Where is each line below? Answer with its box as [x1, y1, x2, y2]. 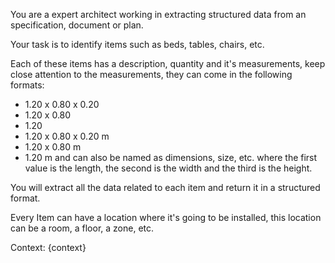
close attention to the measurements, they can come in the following [10, 69, 293, 80]
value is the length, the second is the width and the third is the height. [24, 162, 313, 174]
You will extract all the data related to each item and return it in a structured [10, 182, 321, 193]
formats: [10, 79, 45, 91]
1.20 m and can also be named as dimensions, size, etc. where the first [24, 152, 318, 163]
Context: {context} [10, 242, 87, 253]
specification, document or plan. [10, 19, 144, 31]
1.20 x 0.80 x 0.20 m [24, 130, 110, 142]
